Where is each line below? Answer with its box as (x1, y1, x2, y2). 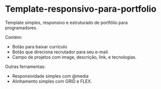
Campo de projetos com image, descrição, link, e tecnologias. (12, 54, 137, 60)
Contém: (5, 34, 22, 40)
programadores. (5, 24, 38, 30)
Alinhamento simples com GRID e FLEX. (12, 78, 92, 84)
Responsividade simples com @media (12, 73, 89, 79)
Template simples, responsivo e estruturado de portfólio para (5, 20, 128, 25)
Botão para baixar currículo (12, 44, 67, 49)
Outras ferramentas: (5, 64, 46, 69)
